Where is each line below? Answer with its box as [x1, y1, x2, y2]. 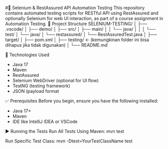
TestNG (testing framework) [12, 83, 71, 89]
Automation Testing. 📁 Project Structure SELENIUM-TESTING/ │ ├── [5, 21, 147, 27]
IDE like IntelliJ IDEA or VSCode [12, 118, 78, 124]
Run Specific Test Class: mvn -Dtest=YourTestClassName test [5, 138, 133, 144]
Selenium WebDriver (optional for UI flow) [12, 78, 99, 83]
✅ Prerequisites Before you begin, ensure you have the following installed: [5, 98, 158, 104]
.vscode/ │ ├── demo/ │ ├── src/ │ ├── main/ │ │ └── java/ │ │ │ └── [5, 26, 156, 32]
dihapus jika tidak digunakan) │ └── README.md [5, 42, 108, 48]
